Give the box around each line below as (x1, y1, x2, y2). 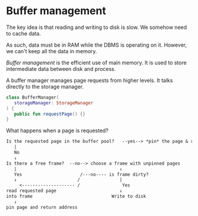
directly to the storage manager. (6, 83, 84, 90)
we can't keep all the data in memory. (6, 47, 97, 54)
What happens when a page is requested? (6, 127, 109, 134)
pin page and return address (6, 204, 78, 210)
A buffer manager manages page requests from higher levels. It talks (6, 77, 173, 84)
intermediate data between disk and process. (6, 65, 116, 72)
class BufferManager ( (6, 94, 60, 100)
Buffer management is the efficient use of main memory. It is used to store (6, 59, 187, 66)
